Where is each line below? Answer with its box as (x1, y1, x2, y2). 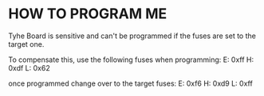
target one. (8, 39, 45, 48)
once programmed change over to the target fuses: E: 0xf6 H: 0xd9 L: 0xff (8, 79, 253, 88)
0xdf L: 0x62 (8, 63, 50, 72)
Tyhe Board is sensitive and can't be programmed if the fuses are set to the (8, 31, 257, 40)
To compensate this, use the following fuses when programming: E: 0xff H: (8, 55, 254, 64)
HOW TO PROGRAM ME (8, 5, 167, 23)
